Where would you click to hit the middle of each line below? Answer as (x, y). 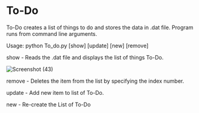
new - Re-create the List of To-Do (49, 104)
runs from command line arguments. (52, 33)
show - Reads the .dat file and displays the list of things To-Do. (85, 57)
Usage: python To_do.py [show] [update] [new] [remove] (77, 46)
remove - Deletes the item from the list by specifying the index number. (95, 81)
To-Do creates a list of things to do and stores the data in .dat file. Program (100, 27)
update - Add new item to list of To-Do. (55, 92)
